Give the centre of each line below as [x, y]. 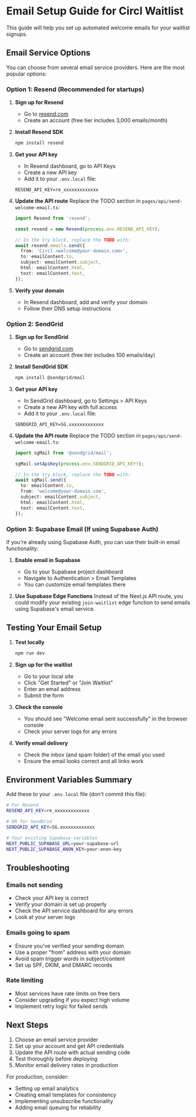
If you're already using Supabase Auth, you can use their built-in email [93, 542]
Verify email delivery [41, 743]
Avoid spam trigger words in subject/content [70, 959]
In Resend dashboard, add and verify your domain [86, 302]
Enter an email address [52, 689]
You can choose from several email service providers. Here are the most [96, 67]
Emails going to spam [38, 933]
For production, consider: [37, 1077]
